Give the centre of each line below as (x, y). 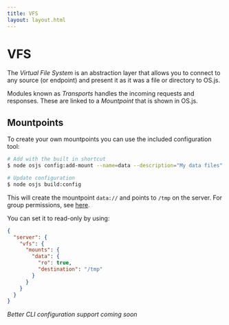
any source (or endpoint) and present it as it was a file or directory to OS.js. (114, 81)
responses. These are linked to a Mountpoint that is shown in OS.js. (102, 101)
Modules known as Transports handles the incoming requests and (101, 94)
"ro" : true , (55, 263)
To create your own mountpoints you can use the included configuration (109, 139)
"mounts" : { (42, 250)
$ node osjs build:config (44, 184)
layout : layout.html (37, 20)
